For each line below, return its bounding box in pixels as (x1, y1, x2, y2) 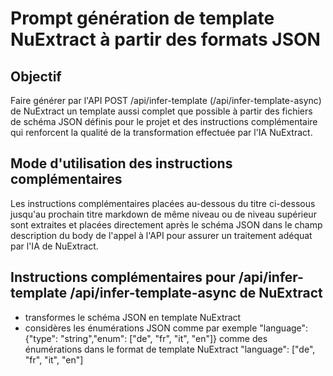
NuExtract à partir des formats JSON (10, 28, 321, 51)
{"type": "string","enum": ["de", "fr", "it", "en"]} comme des (24, 332, 268, 344)
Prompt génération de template (10, 7, 275, 30)
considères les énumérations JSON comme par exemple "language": (24, 322, 309, 334)
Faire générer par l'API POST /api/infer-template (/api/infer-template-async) (10, 95, 322, 106)
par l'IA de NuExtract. (10, 240, 99, 252)
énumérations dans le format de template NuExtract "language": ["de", (24, 343, 316, 355)
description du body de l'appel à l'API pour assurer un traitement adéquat (10, 229, 313, 241)
